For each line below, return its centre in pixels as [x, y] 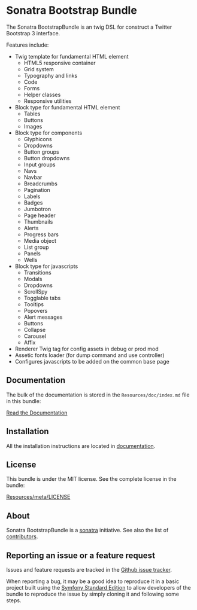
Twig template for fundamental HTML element [72, 56]
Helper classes [42, 94]
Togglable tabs [42, 298]
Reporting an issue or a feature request [81, 555]
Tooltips [34, 304]
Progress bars [41, 234]
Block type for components [49, 133]
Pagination [37, 190]
